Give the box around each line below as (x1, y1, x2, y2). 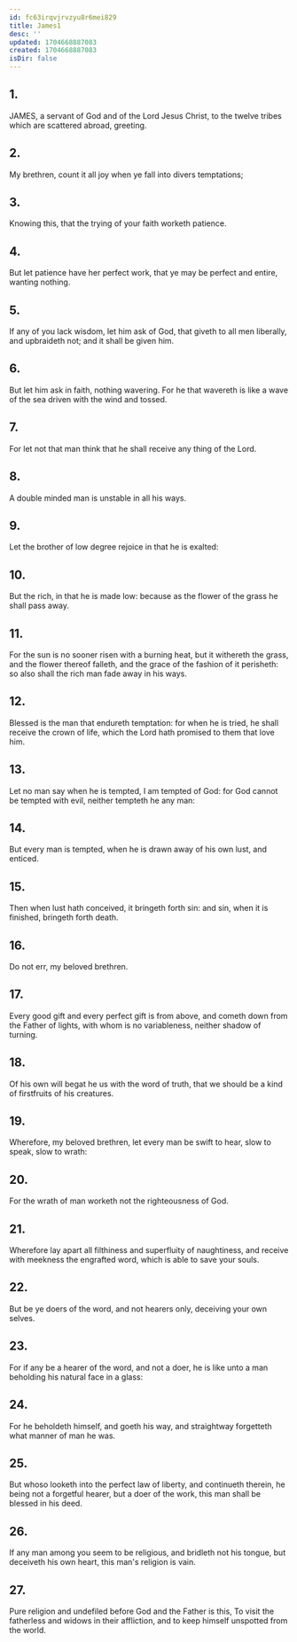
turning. (9, 1029, 38, 1039)
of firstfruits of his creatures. (9, 1087, 114, 1099)
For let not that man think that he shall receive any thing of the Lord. (9, 443, 257, 454)
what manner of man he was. (9, 1430, 116, 1441)
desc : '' (9, 29, 42, 38)
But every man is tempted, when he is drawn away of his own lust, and (9, 844, 268, 855)
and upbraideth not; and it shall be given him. (9, 336, 175, 346)
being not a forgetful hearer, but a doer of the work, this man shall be (9, 1489, 262, 1499)
